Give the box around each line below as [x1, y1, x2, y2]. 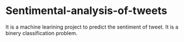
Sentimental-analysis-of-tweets [5, 4, 167, 17]
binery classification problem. [5, 29, 78, 36]
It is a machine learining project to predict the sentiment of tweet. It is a [5, 23, 179, 30]
